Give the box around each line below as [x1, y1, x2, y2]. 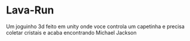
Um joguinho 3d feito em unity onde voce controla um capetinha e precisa [6, 23, 185, 30]
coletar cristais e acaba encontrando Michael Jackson [6, 29, 137, 36]
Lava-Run [6, 4, 54, 17]
